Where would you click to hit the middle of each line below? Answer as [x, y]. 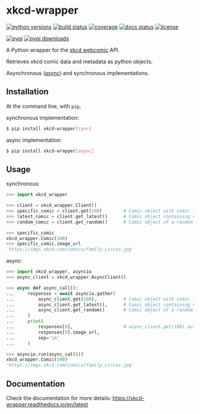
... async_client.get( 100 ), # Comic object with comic [98, 299]
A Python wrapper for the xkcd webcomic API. [63, 50]
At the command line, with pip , [44, 106]
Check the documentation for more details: [59, 398]
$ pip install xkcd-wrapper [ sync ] [49, 129]
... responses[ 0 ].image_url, [53, 332]
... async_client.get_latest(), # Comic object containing [98, 304]
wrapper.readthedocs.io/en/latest [47, 404]
